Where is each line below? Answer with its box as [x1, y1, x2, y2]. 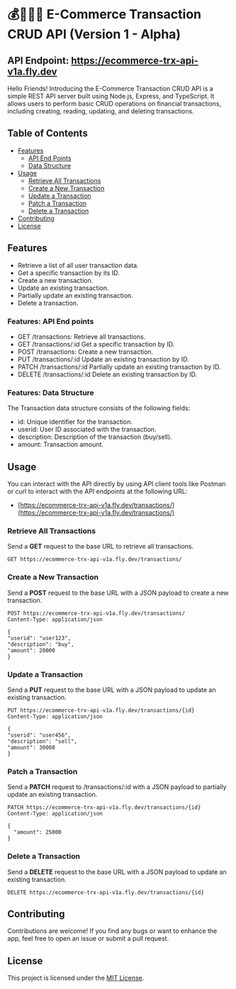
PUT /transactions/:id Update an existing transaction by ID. [17, 354, 189, 363]
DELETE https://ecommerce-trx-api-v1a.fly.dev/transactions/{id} [7, 888, 204, 896]
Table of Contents [7, 128, 89, 140]
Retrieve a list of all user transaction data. [17, 261, 140, 269]
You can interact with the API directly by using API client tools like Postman [7, 480, 226, 488]
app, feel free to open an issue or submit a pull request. [7, 934, 169, 943]
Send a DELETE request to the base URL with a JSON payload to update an [7, 867, 227, 876]
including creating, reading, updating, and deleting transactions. [7, 107, 195, 115]
